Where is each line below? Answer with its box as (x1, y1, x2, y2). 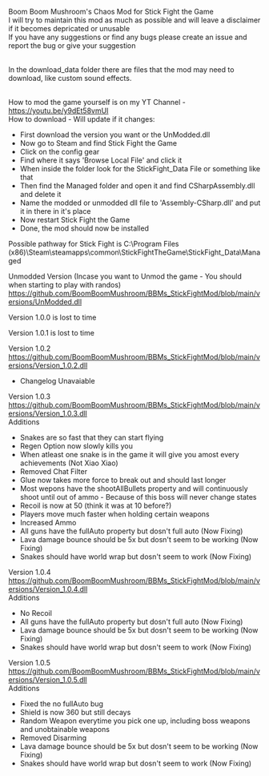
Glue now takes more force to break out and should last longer (19, 476, 227, 484)
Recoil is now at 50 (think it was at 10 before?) (19, 501, 172, 510)
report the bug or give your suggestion (8, 41, 136, 50)
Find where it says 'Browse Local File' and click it (19, 155, 183, 165)
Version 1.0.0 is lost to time (8, 312, 97, 322)
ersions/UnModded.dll (8, 297, 82, 307)
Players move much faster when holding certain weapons (19, 509, 210, 519)
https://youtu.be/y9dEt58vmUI (8, 106, 109, 115)
